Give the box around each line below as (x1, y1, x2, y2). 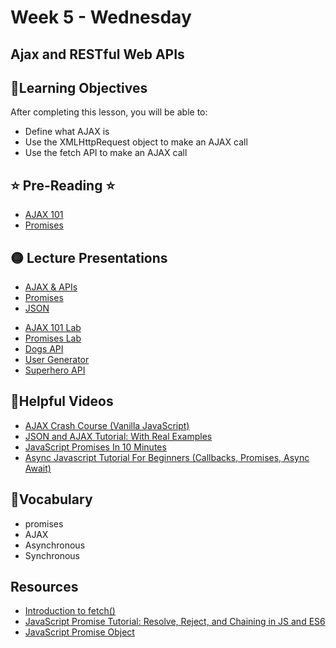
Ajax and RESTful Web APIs (10, 46, 185, 63)
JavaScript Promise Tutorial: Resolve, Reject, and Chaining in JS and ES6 (24, 616, 326, 628)
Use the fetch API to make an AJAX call (24, 147, 188, 159)
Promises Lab (24, 332, 82, 345)
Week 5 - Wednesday (10, 6, 192, 29)
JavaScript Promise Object (24, 626, 135, 638)
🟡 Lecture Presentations (10, 249, 168, 266)
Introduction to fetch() (24, 605, 116, 617)
